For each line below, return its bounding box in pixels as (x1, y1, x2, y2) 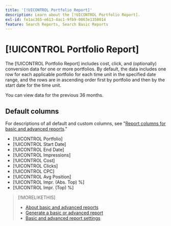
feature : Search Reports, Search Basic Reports (5, 21, 109, 27)
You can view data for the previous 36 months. (5, 92, 104, 98)
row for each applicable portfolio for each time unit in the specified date (5, 71, 157, 78)
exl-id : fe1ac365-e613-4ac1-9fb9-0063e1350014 (5, 17, 106, 22)
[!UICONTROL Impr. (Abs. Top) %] (12, 179, 85, 185)
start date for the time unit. (5, 82, 62, 88)
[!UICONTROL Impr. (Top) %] (12, 185, 74, 190)
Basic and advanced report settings (25, 215, 101, 221)
